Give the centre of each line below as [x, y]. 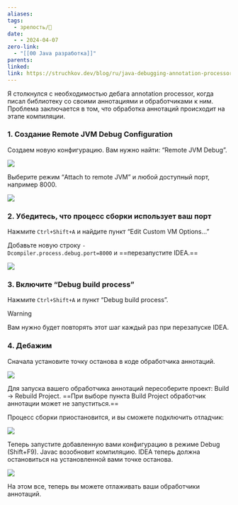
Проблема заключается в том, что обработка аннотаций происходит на [116, 109]
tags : [15, 21]
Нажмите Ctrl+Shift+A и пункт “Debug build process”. [88, 300]
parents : [20, 60]
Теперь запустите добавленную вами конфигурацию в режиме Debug [114, 444]
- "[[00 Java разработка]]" [55, 54]
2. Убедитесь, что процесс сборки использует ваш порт [109, 216]
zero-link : [23, 47]
